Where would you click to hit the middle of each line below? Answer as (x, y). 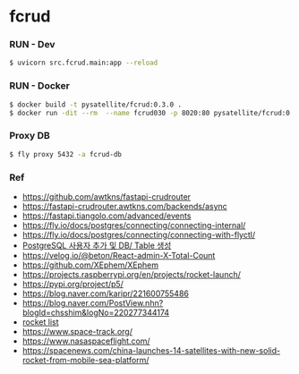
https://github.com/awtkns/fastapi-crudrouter (106, 196)
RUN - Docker (39, 86)
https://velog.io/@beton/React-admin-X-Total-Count (119, 255)
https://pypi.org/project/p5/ (73, 284)
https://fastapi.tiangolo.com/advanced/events (107, 216)
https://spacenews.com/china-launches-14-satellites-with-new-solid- (151, 350)
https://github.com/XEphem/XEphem (90, 265)
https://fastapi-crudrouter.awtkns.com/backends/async (125, 206)
